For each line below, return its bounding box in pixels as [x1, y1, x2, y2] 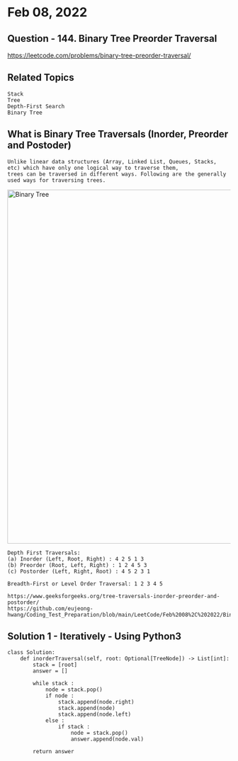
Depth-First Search [7, 103, 65, 110]
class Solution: [7, 649, 55, 656]
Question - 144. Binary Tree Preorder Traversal [7, 33, 217, 45]
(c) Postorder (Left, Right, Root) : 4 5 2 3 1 [7, 568, 151, 575]
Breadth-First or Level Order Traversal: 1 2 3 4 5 [7, 580, 163, 588]
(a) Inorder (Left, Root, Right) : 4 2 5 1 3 [7, 555, 144, 563]
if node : [45, 692, 74, 699]
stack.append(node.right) [57, 699, 135, 706]
